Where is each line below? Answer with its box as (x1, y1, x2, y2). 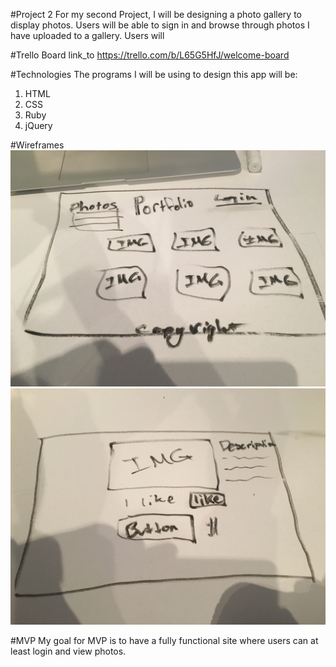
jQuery (24, 120, 53, 131)
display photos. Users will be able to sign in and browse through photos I (10, 19, 310, 31)
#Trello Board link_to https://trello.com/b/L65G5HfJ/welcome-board (10, 49, 290, 61)
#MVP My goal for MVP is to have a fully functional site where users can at (10, 635, 319, 646)
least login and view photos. (10, 645, 127, 657)
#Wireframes (10, 139, 65, 151)
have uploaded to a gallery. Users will (10, 30, 165, 41)
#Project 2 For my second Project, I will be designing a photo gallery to (10, 9, 302, 20)
